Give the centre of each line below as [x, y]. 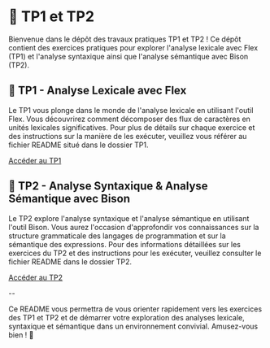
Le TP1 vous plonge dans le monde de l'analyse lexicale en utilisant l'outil [131, 110]
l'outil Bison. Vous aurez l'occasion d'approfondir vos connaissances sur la [134, 227]
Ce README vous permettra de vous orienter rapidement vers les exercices [135, 309]
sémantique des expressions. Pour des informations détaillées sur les [125, 244]
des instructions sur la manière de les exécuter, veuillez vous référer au [128, 136]
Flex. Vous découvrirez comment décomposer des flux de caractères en [129, 119]
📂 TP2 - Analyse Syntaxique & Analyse [109, 186]
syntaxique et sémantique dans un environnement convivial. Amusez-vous [133, 326]
